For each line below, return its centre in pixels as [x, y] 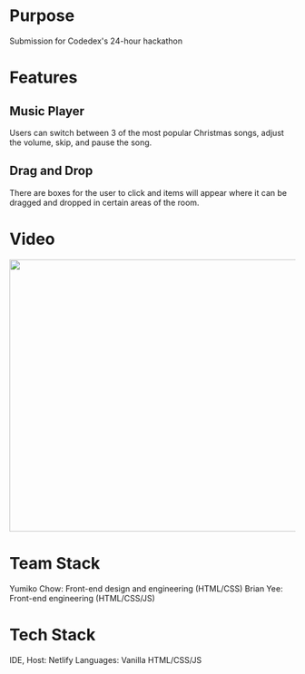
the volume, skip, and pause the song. [81, 142]
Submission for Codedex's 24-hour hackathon [96, 41]
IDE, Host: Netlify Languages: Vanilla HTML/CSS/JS [106, 659]
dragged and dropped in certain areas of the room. [104, 202]
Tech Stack [53, 635]
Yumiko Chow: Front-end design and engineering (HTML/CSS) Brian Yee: [146, 588]
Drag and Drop [51, 171]
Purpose [42, 16]
